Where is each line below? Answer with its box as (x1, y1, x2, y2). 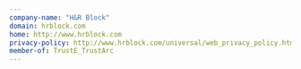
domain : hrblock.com (9, 22, 87, 30)
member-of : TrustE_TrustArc (9, 47, 115, 56)
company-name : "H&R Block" (9, 13, 110, 22)
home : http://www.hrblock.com (9, 30, 123, 39)
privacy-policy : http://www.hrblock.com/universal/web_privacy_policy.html (9, 38, 298, 47)
